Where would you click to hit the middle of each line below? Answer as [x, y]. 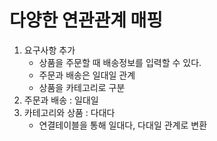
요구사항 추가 [49, 50]
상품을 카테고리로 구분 [82, 87]
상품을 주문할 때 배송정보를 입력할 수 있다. [120, 62]
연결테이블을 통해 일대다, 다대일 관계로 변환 [123, 125]
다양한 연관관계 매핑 [86, 20]
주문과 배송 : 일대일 [61, 100]
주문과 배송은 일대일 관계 [87, 75]
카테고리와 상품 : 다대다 [69, 112]
